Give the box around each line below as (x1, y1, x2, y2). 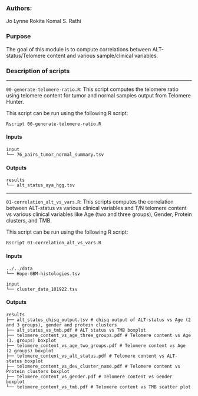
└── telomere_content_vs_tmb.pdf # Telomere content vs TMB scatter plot (6, 384, 192, 390)
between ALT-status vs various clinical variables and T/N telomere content (6, 205, 187, 212)
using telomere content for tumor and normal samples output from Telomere (6, 91, 192, 99)
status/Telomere (6, 52, 46, 59)
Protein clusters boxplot (6, 368, 70, 374)
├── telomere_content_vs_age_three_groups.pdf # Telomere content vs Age (6, 332, 192, 338)
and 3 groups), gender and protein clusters (6, 322, 117, 328)
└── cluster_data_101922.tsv (6, 286, 78, 292)
